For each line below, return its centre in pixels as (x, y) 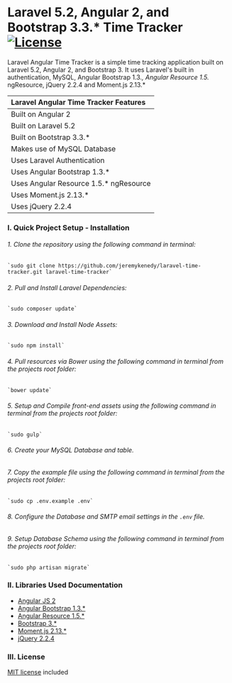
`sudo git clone (31, 266)
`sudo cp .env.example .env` (50, 501)
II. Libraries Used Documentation (65, 585)
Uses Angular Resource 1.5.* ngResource (81, 183)
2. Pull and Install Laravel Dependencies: (67, 287)
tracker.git (25, 272)
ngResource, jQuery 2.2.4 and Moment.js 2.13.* (77, 84)
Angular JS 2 (37, 601)
